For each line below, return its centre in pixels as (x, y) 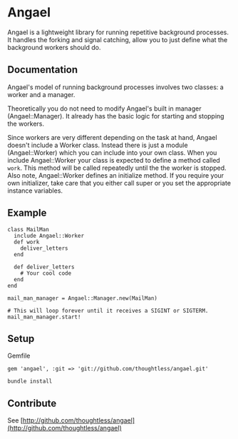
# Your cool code (46, 273)
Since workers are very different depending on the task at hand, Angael (112, 137)
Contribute (32, 403)
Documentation (43, 70)
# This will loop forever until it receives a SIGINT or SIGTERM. (108, 311)
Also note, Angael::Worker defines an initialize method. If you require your (116, 175)
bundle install (30, 382)
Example (27, 213)
